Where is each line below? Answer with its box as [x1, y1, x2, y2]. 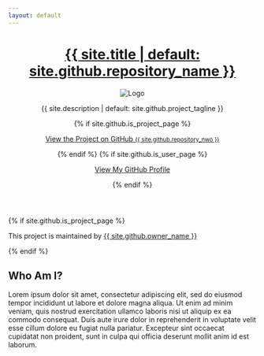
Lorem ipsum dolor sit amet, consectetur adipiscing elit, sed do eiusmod [8, 290, 243, 299]
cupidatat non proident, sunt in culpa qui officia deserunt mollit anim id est [8, 332, 250, 341]
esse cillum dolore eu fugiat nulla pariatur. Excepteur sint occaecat [8, 324, 225, 333]
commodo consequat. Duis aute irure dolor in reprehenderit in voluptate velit [8, 315, 256, 324]
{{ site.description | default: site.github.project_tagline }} [41, 103, 224, 113]
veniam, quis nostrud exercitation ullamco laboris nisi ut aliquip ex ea [8, 306, 232, 316]
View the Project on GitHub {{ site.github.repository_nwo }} [45, 134, 220, 143]
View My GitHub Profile [94, 165, 171, 174]
